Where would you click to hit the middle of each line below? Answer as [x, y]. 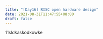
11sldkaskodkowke [24, 33]
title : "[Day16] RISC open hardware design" [52, 10]
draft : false [19, 19]
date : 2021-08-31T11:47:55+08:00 [40, 14]
